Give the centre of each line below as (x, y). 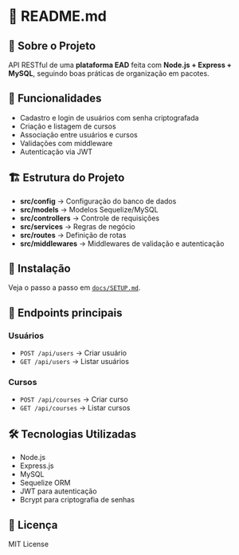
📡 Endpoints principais (65, 313)
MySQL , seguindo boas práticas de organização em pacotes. (109, 73)
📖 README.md (58, 16)
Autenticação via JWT (56, 152)
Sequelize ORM (45, 483)
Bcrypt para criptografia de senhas (77, 500)
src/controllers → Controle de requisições (90, 218)
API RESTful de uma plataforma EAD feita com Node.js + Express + (120, 65)
